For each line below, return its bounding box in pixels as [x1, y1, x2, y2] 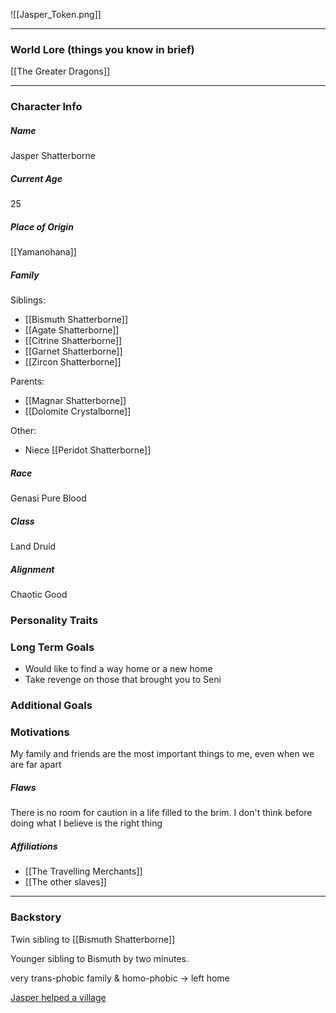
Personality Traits [10, 613, 99, 627]
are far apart [10, 759, 62, 771]
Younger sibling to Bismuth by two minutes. [10, 952, 189, 964]
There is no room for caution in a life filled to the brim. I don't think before [10, 807, 313, 819]
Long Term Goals [10, 640, 95, 654]
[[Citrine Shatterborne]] [24, 335, 123, 347]
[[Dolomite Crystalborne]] [24, 405, 132, 418]
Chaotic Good [10, 589, 68, 600]
